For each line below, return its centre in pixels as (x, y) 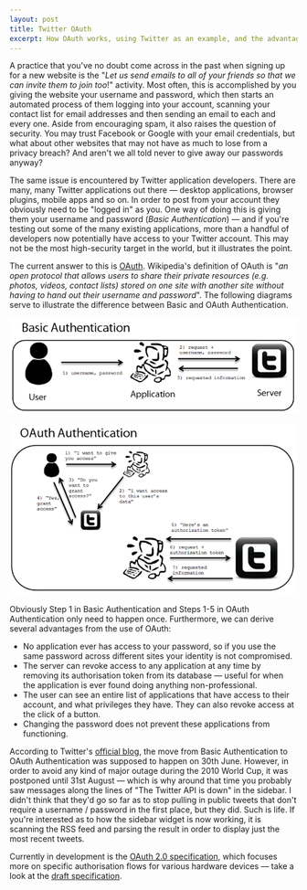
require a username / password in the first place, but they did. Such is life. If (152, 810)
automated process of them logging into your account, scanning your (140, 104)
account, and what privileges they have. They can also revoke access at (159, 705)
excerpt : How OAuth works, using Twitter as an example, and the (136, 38)
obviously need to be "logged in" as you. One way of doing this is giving (145, 209)
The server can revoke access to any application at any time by (142, 666)
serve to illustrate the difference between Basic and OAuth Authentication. (149, 305)
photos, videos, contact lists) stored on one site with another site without (147, 286)
